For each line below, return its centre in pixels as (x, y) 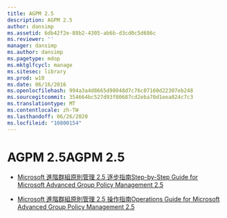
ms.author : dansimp (35, 53)
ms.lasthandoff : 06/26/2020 (48, 116)
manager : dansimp (32, 46)
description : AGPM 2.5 (40, 20)
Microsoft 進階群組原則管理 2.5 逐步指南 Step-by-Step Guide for (108, 177)
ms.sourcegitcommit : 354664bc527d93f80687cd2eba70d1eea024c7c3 (100, 98)
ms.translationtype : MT (42, 104)
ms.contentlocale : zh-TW (43, 110)
